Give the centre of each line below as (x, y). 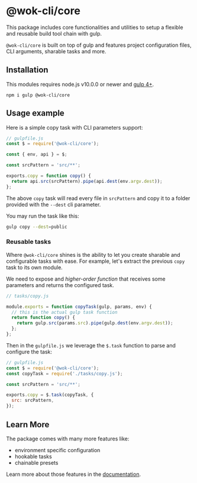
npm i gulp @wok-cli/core (38, 95)
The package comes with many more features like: (68, 439)
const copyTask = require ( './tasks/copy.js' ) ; (64, 373)
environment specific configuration (57, 450)
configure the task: (29, 352)
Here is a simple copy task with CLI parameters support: (75, 127)
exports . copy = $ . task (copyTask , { (50, 395)
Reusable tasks (29, 242)
